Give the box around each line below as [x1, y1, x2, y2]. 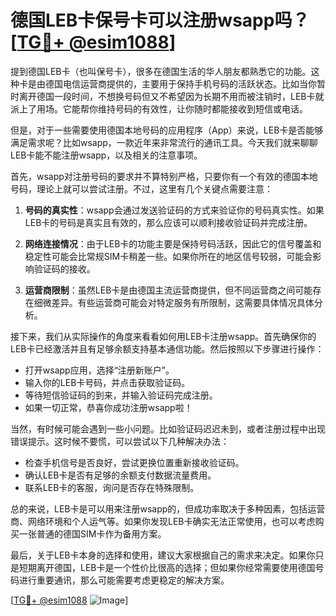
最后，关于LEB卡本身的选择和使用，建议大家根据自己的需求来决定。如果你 [10, 549, 316, 561]
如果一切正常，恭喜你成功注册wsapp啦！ [24, 401, 193, 413]
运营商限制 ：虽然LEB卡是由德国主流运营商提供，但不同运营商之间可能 [24, 284, 313, 296]
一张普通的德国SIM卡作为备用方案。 [18, 527, 167, 540]
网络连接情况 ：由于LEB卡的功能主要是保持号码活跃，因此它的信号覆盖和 [24, 237, 322, 250]
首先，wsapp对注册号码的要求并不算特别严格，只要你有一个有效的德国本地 [10, 170, 318, 182]
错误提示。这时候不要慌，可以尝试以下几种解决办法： [10, 435, 230, 447]
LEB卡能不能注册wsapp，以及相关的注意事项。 [10, 149, 203, 161]
